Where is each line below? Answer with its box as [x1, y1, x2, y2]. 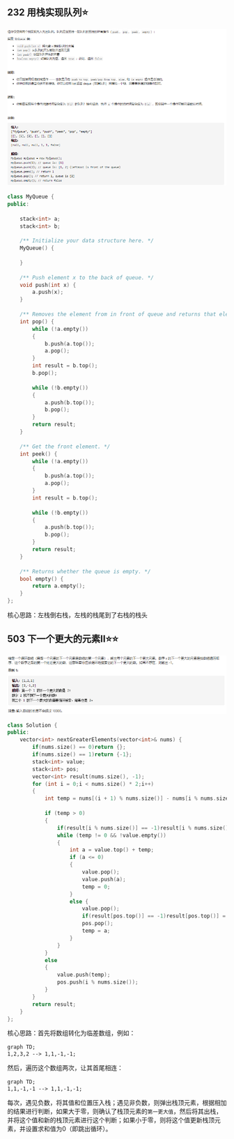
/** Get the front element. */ [19, 443, 111, 450]
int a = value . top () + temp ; [69, 846, 155, 853]
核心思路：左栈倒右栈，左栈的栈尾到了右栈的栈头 [7, 611, 148, 619]
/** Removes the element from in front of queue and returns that [19, 311, 217, 318]
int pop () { [19, 318, 54, 325]
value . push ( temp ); [56, 971, 111, 979]
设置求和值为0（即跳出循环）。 [25, 1124, 112, 1133]
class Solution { [7, 722, 58, 729]
